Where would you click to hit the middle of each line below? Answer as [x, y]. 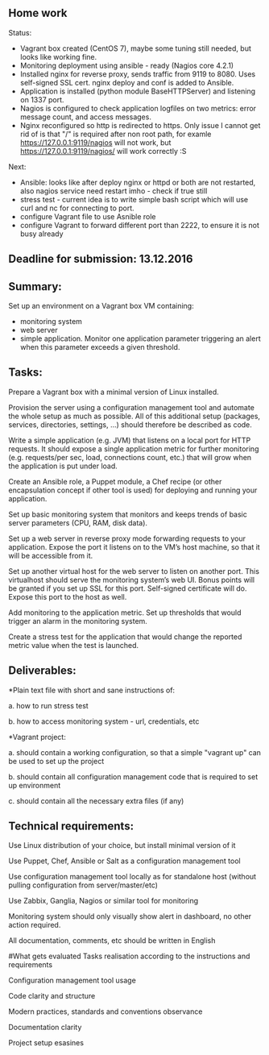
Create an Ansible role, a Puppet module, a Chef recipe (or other [115, 481]
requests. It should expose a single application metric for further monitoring [134, 449]
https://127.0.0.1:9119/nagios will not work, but [95, 142]
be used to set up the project [56, 761]
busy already [41, 234]
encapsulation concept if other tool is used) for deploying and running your [133, 490]
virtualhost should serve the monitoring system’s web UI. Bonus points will [132, 579]
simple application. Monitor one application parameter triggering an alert [140, 339]
